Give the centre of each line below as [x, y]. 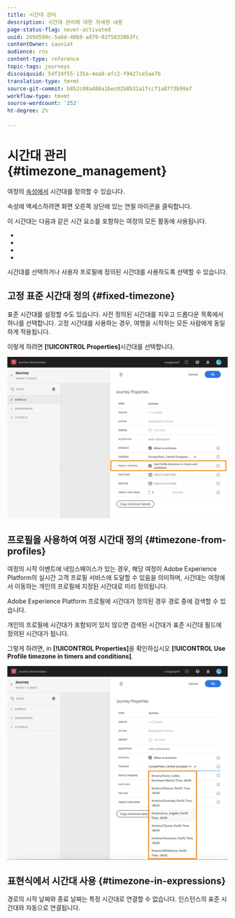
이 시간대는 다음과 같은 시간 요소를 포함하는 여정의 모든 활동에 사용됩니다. [107, 221]
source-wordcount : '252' [43, 104]
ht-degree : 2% [28, 111]
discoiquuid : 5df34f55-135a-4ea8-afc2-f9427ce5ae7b [84, 73]
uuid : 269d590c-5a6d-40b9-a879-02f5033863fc [73, 37]
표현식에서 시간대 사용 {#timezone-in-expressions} [116, 881]
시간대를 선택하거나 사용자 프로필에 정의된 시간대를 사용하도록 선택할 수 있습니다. [117, 271]
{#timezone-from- [185, 540]
